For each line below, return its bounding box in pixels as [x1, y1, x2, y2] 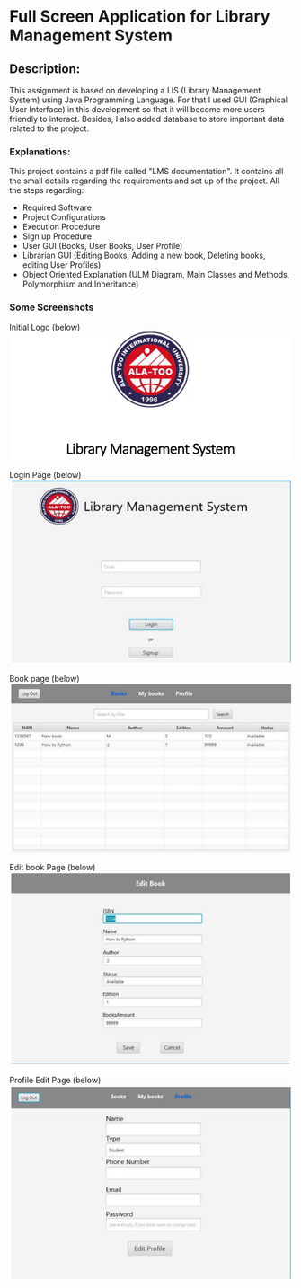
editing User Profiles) [22, 260, 102, 270]
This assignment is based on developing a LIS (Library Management [9, 85, 261, 95]
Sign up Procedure [22, 231, 93, 242]
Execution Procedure [22, 222, 101, 233]
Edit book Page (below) [9, 862, 96, 873]
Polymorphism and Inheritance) [22, 278, 139, 289]
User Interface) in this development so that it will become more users [9, 104, 265, 114]
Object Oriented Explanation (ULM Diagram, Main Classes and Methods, [22, 269, 290, 280]
